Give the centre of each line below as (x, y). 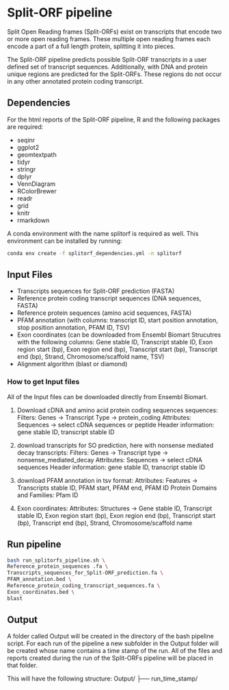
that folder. (22, 665)
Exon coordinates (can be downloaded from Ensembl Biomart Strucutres (119, 335)
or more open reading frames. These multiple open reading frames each (109, 38)
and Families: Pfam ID (48, 495)
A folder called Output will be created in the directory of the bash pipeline (110, 637)
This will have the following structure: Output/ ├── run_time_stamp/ (103, 679)
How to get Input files (43, 382)
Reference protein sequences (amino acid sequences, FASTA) (104, 313)
